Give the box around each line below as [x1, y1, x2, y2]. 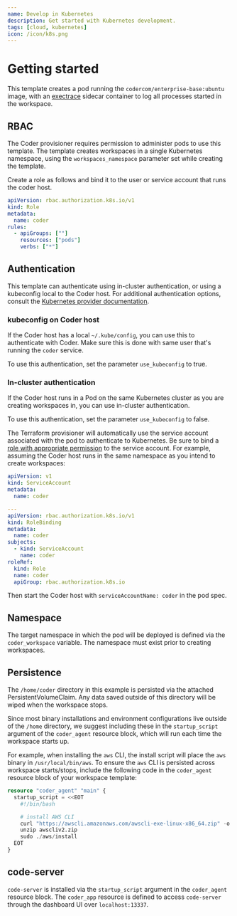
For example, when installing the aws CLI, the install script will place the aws [7, 751, 226, 759]
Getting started [7, 61, 99, 77]
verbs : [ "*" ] [20, 243, 59, 251]
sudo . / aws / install [20, 833, 78, 841]
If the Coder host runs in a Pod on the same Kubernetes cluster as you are [7, 394, 224, 402]
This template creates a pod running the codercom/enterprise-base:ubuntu [7, 85, 225, 93]
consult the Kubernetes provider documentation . [7, 297, 150, 305]
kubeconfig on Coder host [7, 315, 100, 325]
